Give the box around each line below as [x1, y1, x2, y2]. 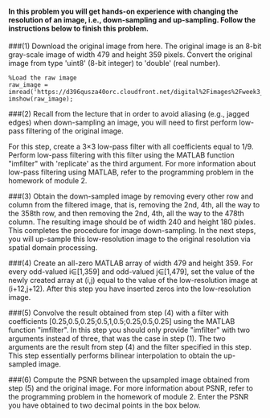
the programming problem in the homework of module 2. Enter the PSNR [8, 392, 249, 402]
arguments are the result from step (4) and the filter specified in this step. [8, 342, 252, 352]
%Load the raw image [8, 74, 78, 82]
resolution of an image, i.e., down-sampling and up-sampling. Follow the [8, 14, 256, 24]
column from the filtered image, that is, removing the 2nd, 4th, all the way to [8, 200, 260, 210]
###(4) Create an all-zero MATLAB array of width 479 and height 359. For [8, 258, 253, 268]
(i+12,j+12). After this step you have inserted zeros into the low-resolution [8, 284, 252, 293]
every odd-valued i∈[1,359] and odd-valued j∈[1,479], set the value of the [8, 267, 256, 277]
